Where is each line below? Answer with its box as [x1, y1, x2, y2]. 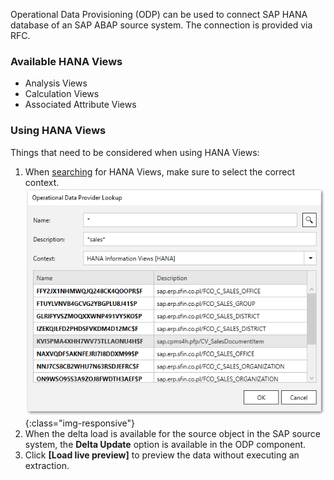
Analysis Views [24, 77, 88, 89]
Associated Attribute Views [24, 99, 137, 111]
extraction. [24, 459, 70, 471]
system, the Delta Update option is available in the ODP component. [24, 438, 307, 450]
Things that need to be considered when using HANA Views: [10, 146, 260, 158]
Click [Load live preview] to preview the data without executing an [24, 449, 300, 461]
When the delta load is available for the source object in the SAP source [24, 427, 321, 439]
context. [24, 176, 60, 188]
